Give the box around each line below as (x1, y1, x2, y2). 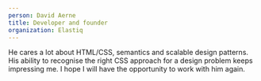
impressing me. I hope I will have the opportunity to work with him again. (8, 64, 246, 74)
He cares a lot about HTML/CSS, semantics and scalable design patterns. (8, 48, 248, 57)
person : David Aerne (8, 11, 77, 20)
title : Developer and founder (8, 19, 109, 27)
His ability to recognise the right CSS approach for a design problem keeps (8, 56, 253, 65)
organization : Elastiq (8, 26, 83, 34)
